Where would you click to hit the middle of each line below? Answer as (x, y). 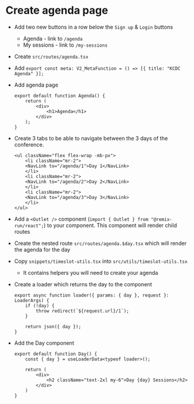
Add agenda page (36, 85)
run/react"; (29, 226)
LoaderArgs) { (32, 300)
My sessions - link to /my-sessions (65, 45)
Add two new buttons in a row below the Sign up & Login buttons (93, 27)
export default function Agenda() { (60, 96)
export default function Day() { (56, 354)
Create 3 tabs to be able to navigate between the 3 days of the (91, 138)
